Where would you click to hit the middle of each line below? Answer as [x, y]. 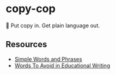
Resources [26, 44]
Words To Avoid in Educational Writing [62, 65]
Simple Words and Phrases [48, 59]
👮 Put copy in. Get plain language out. [53, 25]
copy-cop [31, 9]
